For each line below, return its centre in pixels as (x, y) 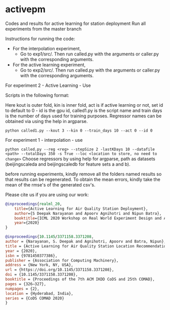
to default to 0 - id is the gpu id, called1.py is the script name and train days (84, 110)
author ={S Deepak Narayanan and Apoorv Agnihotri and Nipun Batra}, (88, 213)
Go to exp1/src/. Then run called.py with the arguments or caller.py (90, 54)
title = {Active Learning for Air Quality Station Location (70, 246)
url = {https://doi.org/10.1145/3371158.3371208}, (60, 270)
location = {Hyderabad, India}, (39, 293)
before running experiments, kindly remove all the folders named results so (83, 174)
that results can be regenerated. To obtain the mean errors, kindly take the (83, 179)
